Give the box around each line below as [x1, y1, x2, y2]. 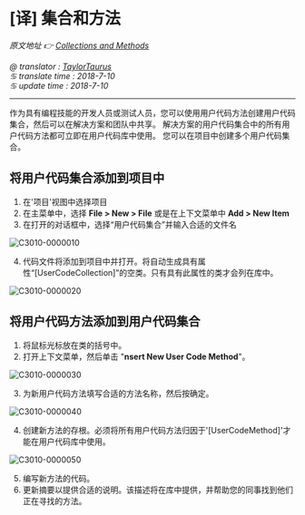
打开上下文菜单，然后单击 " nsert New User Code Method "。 [22, 351, 251, 362]
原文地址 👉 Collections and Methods [9, 40, 150, 51]
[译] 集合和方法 [9, 8, 121, 29]
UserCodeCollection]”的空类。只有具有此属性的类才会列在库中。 [37, 267, 279, 277]
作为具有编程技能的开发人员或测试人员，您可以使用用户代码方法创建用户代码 [9, 107, 296, 118]
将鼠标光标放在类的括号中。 [22, 339, 127, 350]
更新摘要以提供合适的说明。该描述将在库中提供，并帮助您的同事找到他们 [22, 484, 293, 495]
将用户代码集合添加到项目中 [9, 170, 165, 186]
